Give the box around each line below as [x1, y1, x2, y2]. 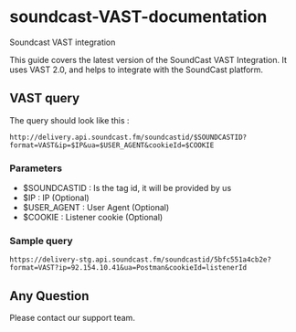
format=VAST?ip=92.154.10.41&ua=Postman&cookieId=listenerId [9, 263, 248, 273]
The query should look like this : [9, 114, 130, 125]
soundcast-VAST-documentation [9, 6, 268, 27]
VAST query [9, 91, 80, 106]
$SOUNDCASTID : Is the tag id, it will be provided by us [22, 183, 232, 194]
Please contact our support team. [9, 313, 135, 324]
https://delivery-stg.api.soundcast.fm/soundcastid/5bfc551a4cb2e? [9, 255, 272, 264]
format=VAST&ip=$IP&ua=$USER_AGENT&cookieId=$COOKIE [9, 140, 215, 150]
